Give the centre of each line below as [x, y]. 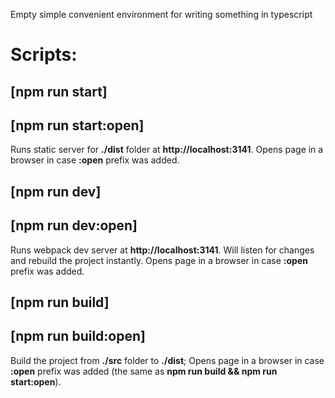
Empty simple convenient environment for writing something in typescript [161, 14]
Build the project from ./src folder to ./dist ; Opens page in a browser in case [167, 360]
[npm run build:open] [78, 336]
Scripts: [44, 55]
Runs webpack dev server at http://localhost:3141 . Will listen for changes [162, 250]
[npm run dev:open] [74, 225]
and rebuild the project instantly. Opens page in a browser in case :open [159, 260]
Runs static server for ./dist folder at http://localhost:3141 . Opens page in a [167, 150]
